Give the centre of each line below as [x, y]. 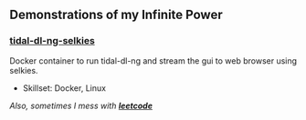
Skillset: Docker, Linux [64, 88]
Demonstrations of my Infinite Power [116, 15]
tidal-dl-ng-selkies [53, 41]
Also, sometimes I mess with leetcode [81, 105]
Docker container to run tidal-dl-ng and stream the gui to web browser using [153, 60]
